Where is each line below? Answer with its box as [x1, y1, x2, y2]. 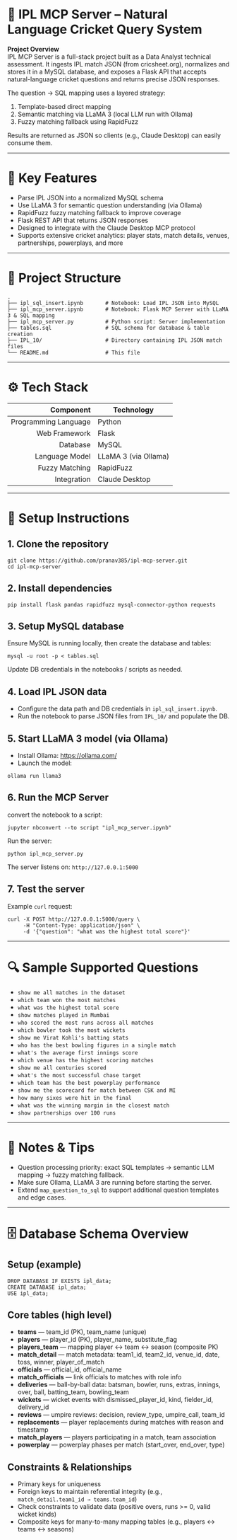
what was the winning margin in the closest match [17, 1102, 170, 1109]
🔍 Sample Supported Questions [7, 959, 199, 975]
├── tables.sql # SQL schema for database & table [7, 324, 210, 331]
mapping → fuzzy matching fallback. [17, 1171, 125, 1179]
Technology [112, 405, 154, 415]
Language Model [35, 451, 91, 461]
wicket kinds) [17, 1510, 57, 1519]
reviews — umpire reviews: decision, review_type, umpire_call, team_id [17, 1410, 226, 1419]
